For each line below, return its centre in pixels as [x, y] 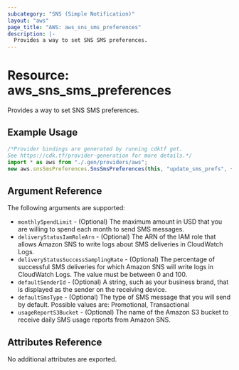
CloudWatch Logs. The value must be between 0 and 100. [102, 275]
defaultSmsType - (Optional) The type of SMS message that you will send [124, 297]
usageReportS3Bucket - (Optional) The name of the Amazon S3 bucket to [123, 312]
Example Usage [43, 132]
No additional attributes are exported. [62, 359]
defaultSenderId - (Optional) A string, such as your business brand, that [123, 282]
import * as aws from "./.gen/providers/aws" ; [78, 162]
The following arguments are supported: [67, 208]
